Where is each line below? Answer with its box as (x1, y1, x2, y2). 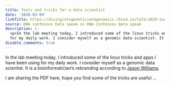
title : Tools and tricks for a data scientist (5, 7, 105, 13)
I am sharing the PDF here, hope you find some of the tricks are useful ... (5, 74, 157, 81)
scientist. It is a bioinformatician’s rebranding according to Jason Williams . (5, 65, 160, 71)
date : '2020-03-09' (5, 12, 47, 17)
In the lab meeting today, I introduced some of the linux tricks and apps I (5, 54, 156, 60)
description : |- (5, 26, 39, 31)
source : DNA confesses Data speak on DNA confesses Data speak (5, 21, 142, 27)
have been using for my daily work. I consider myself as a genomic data (5, 59, 155, 66)
